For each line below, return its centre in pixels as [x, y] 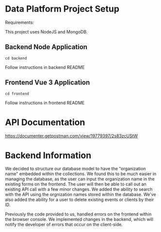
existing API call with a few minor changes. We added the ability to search [79, 189]
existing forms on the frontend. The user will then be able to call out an [76, 184]
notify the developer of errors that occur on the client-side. [64, 225]
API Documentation [45, 122]
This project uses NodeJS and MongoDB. [47, 32]
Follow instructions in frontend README [45, 102]
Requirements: [19, 22]
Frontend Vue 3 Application [48, 83]
